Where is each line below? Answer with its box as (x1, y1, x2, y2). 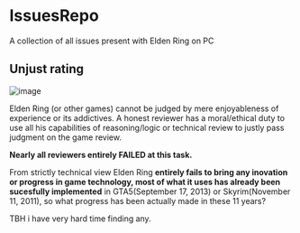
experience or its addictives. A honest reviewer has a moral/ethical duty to (9, 112, 286, 123)
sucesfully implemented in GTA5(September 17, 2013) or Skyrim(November (9, 186, 291, 197)
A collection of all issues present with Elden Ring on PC (9, 35, 214, 46)
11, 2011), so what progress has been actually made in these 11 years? (9, 195, 267, 206)
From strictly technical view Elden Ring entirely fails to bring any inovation (9, 166, 288, 177)
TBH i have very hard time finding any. (9, 213, 151, 224)
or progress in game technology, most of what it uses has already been (9, 176, 281, 187)
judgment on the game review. (9, 132, 122, 143)
